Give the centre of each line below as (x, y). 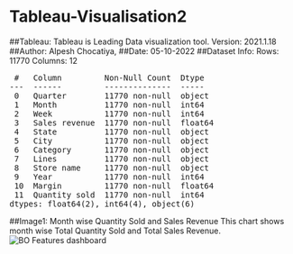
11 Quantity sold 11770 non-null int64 (109, 195)
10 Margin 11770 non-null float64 (114, 186)
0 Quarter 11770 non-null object (112, 95)
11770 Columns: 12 (44, 60)
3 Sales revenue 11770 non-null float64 (114, 122)
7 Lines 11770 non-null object (112, 159)
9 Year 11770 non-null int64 (109, 177)
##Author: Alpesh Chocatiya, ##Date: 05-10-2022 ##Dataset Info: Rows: (144, 50)
